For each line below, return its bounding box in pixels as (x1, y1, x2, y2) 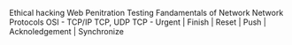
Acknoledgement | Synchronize (9, 26, 124, 36)
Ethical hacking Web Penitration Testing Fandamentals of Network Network (9, 8, 284, 18)
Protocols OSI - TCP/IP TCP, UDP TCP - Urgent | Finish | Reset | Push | (9, 17, 267, 27)
